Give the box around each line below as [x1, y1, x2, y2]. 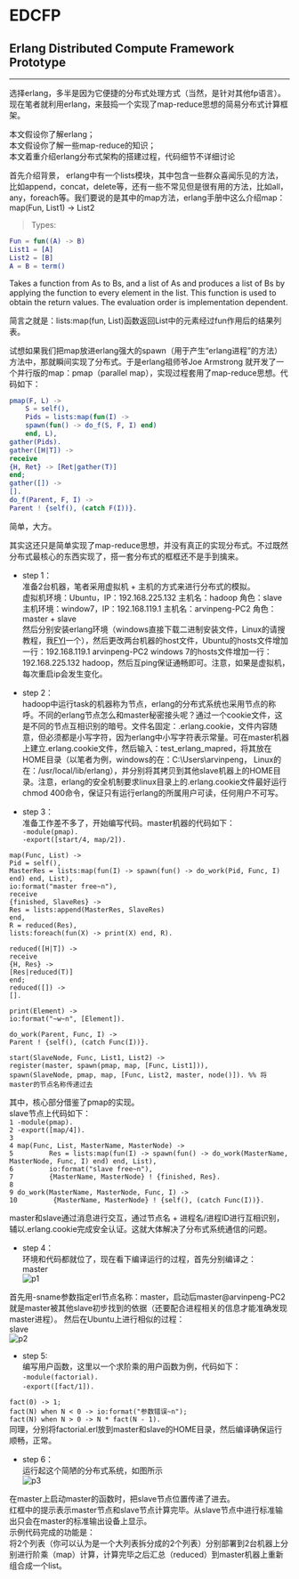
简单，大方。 [9, 521, 56, 531]
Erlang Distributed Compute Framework [9, 41, 235, 56]
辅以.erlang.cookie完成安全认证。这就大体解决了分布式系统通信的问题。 [9, 1223, 272, 1234]
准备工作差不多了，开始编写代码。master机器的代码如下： [21, 817, 236, 828]
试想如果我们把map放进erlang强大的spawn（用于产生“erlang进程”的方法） [9, 344, 283, 356]
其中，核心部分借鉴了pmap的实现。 [9, 1097, 140, 1107]
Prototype [9, 54, 67, 69]
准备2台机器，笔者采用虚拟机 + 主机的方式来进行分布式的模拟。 [21, 580, 255, 592]
